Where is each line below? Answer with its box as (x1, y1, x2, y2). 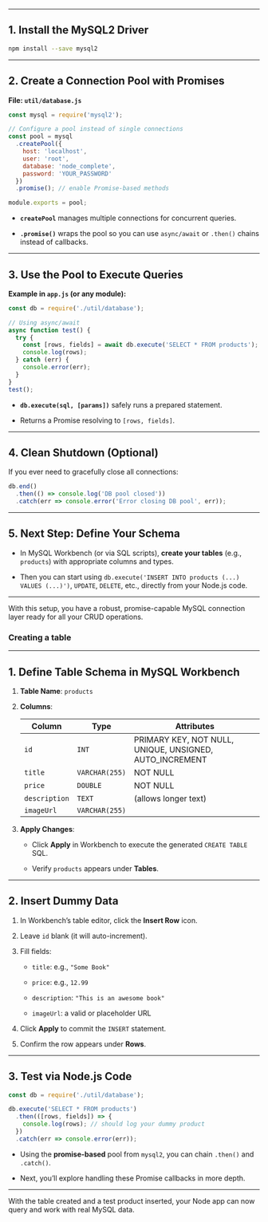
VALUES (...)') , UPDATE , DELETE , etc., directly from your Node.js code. (19, 580, 248, 590)
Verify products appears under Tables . (31, 863, 160, 873)
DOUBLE (77, 781, 102, 790)
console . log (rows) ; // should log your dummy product (22, 1120, 205, 1129)
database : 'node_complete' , (22, 162, 116, 170)
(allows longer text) (134, 793, 207, 804)
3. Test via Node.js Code (8, 1070, 132, 1083)
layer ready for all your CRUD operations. (8, 612, 144, 621)
